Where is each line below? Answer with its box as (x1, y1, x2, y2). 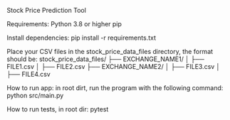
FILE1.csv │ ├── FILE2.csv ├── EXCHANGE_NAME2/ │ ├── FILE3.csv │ (6, 62, 221, 70)
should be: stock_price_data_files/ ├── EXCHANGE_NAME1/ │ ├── (6, 55, 204, 63)
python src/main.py (6, 92, 64, 99)
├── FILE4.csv (6, 70, 51, 78)
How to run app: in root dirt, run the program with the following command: (6, 84, 224, 92)
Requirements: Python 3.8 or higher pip (6, 20, 122, 28)
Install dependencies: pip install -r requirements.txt (6, 33, 156, 42)
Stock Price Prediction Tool (6, 6, 87, 14)
